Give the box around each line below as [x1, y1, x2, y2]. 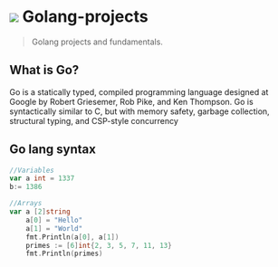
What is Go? [9, 62, 80, 78]
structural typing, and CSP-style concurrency [9, 115, 179, 126]
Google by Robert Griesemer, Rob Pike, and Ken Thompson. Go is [9, 96, 254, 107]
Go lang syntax [9, 142, 97, 157]
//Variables [9, 166, 54, 175]
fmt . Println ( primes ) [25, 249, 103, 259]
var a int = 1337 [9, 174, 75, 183]
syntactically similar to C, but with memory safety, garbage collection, [9, 106, 270, 117]
